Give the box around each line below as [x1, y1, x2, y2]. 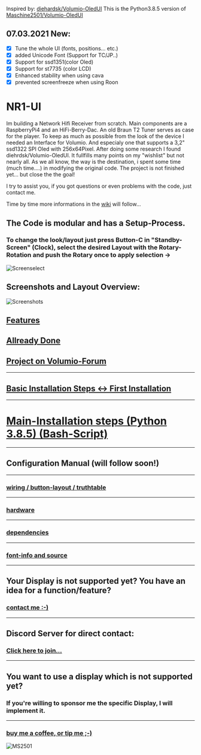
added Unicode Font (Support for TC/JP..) [14, 51, 118, 59]
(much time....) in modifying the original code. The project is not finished [6, 164, 184, 172]
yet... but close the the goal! [6, 171, 75, 178]
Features [6, 315, 40, 326]
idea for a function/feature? [6, 585, 112, 596]
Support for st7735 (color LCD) [14, 65, 92, 72]
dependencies [6, 528, 49, 537]
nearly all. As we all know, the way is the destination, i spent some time [6, 158, 181, 166]
